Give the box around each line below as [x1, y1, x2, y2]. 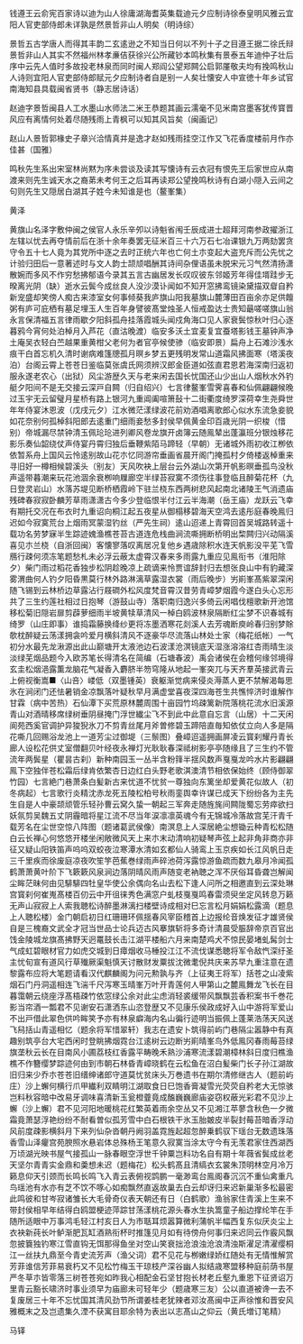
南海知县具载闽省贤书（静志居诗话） [9, 84, 144, 94]
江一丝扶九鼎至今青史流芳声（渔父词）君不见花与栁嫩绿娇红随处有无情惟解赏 [9, 1249, 294, 1260]
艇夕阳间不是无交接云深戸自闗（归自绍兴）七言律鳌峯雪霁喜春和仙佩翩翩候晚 [9, 382, 294, 392]
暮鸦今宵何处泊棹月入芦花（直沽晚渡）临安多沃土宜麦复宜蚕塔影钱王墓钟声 [9, 325, 286, 336]
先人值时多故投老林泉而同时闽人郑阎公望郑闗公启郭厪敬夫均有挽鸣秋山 [32, 61, 294, 71]
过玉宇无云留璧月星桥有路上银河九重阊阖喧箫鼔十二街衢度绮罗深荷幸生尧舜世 [9, 393, 294, 404]
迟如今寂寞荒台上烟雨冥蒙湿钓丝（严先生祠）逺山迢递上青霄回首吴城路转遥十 [9, 517, 294, 527]
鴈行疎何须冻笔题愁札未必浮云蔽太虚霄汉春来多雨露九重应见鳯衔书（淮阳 [9, 551, 278, 562]
